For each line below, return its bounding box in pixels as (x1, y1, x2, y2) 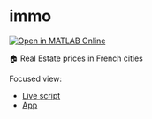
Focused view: (9, 73, 63, 84)
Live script (21, 90, 61, 100)
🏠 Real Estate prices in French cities (9, 53, 143, 63)
